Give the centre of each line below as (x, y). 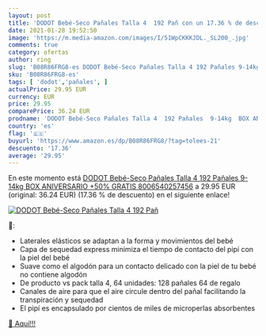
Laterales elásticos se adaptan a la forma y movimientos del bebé (126, 241)
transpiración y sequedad (61, 300)
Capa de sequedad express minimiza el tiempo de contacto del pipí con (137, 250)
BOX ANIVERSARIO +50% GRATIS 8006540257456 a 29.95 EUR (130, 186)
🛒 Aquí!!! (22, 324)
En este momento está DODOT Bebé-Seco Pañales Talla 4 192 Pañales (123, 178)
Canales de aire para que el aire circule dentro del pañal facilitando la (133, 292)
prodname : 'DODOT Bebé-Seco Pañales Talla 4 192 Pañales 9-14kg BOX (129, 119)
